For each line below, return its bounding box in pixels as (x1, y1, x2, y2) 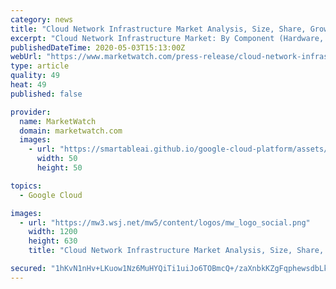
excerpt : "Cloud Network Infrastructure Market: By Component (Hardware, (10, 33, 325, 43)
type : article (10, 61, 70, 71)
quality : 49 (10, 71, 60, 81)
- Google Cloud (19, 190, 83, 200)
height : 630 (28, 236, 78, 246)
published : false (10, 89, 83, 99)
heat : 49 (10, 80, 47, 90)
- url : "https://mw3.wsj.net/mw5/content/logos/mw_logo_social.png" (19, 217, 311, 228)
